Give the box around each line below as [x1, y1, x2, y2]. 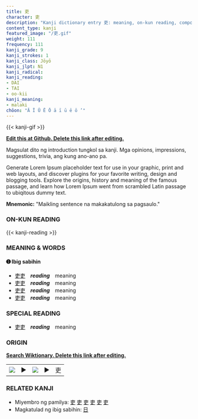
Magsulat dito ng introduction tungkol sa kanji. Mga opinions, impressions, [6, 146, 187, 153]
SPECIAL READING [6, 309, 61, 317]
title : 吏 [6, 8, 29, 15]
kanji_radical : [6, 69, 44, 75]
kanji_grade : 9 [6, 47, 44, 53]
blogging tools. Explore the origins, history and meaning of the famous [6, 176, 177, 184]
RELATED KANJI [6, 384, 54, 392]
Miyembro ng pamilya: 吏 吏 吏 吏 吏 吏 [14, 398, 109, 405]
